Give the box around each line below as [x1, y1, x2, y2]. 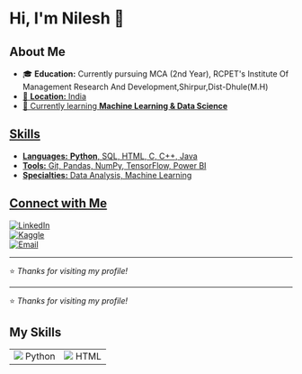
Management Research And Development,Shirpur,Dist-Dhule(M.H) [22, 81, 269, 92]
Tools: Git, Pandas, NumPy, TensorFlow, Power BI [22, 160, 207, 170]
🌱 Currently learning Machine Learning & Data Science [22, 101, 228, 111]
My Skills [9, 324, 62, 341]
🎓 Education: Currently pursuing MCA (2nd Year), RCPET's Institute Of [22, 68, 289, 79]
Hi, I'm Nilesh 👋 [9, 8, 125, 29]
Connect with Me [9, 196, 108, 211]
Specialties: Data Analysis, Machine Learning [22, 169, 192, 180]
